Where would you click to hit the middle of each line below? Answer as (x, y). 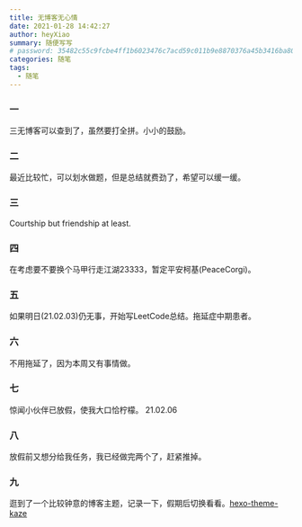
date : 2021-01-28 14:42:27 (60, 26)
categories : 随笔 (40, 59)
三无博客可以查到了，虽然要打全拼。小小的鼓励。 (100, 130)
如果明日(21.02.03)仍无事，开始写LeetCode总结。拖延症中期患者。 (133, 317)
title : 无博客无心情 (44, 18)
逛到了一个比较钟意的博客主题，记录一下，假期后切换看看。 (120, 504)
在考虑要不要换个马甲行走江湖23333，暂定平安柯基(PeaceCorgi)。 (133, 269)
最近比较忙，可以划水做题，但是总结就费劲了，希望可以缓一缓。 (127, 177)
